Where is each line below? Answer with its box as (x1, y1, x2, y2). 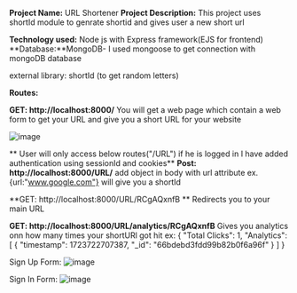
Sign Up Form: (9, 257, 62, 267)
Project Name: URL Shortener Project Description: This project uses (9, 8, 262, 18)
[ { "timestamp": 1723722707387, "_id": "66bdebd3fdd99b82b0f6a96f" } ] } (9, 240, 285, 249)
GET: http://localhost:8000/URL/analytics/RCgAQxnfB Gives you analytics (9, 221, 289, 231)
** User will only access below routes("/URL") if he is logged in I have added (9, 148, 288, 159)
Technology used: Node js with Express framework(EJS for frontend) (9, 35, 264, 44)
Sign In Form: (9, 274, 59, 284)
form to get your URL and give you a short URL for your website (9, 115, 242, 124)
